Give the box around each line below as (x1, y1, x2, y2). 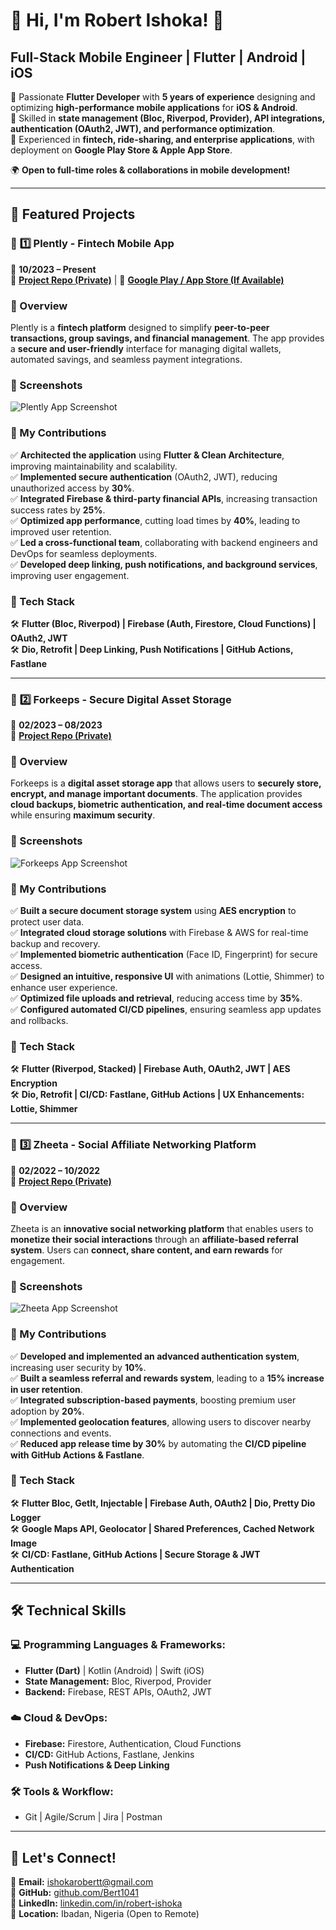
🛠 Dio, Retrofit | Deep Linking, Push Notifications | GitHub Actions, (10, 643, 294, 655)
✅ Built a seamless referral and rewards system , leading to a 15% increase (10, 1372, 325, 1384)
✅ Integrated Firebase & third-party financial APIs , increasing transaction (10, 492, 318, 504)
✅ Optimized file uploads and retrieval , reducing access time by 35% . (10, 992, 303, 1004)
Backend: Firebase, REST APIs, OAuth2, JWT (24, 1685, 213, 1698)
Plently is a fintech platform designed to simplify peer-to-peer (10, 321, 270, 333)
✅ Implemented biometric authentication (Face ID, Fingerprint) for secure (10, 949, 318, 961)
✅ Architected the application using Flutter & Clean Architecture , (10, 449, 285, 461)
